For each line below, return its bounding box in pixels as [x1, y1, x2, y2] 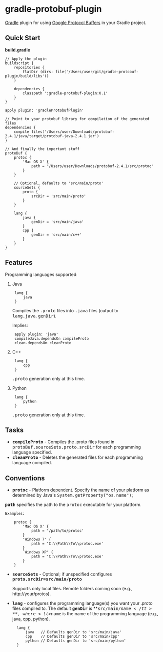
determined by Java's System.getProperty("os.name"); [12, 492, 135, 498]
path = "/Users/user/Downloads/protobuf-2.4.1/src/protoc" [31, 163, 154, 169]
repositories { [14, 65, 45, 70]
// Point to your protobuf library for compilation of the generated [5, 116, 150, 121]
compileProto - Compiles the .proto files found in [12, 439, 115, 445]
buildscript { [5, 60, 34, 66]
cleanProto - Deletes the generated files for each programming [12, 454, 143, 460]
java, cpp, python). [12, 616, 50, 622]
